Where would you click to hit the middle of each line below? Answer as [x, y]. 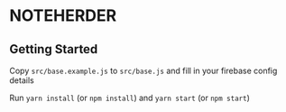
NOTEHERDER [63, 16]
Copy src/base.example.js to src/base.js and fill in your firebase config [143, 70]
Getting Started [54, 49]
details [22, 80]
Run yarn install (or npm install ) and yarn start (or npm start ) [129, 98]
